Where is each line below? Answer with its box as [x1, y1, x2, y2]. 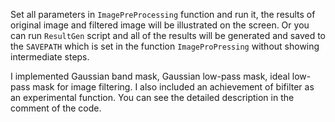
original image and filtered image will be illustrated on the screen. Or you [10, 19, 310, 31]
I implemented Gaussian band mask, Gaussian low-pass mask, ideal [10, 70, 290, 82]
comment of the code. [10, 102, 102, 114]
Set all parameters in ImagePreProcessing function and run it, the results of [10, 9, 316, 20]
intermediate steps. [10, 51, 90, 63]
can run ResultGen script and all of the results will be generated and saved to [10, 30, 327, 41]
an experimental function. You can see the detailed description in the [10, 92, 295, 103]
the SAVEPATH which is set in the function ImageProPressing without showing [10, 40, 320, 52]
